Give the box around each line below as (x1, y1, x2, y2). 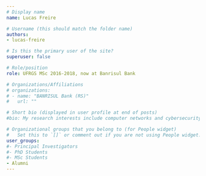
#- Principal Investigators (6, 143, 78, 150)
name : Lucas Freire (6, 15, 56, 21)
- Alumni (6, 160, 29, 167)
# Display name (6, 9, 45, 15)
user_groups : (6, 137, 40, 144)
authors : (6, 31, 29, 37)
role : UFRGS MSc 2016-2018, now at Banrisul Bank (6, 70, 136, 76)
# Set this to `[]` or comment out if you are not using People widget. (6, 132, 202, 138)
